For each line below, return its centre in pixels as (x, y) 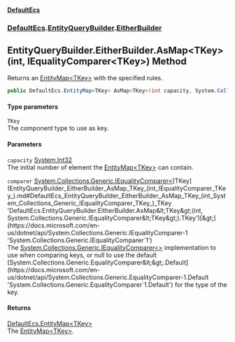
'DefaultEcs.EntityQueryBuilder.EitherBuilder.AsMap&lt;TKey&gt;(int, (105, 210)
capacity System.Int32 (40, 160)
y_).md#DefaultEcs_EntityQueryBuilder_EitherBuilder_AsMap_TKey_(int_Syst (116, 195)
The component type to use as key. (58, 128)
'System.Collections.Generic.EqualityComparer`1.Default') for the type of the (117, 284)
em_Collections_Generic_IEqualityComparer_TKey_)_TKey (90, 203)
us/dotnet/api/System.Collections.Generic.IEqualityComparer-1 (98, 232)
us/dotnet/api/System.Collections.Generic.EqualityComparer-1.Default (108, 277)
